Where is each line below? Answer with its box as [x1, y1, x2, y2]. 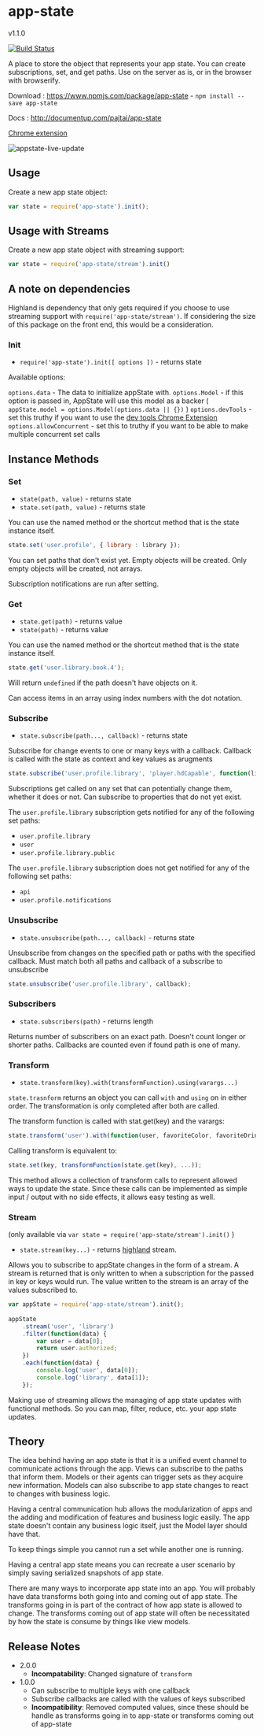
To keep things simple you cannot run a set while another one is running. [8, 1545, 244, 1554]
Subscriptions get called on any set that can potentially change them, [8, 784, 233, 794]
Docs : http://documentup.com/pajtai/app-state [8, 113, 162, 122]
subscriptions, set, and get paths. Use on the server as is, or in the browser [8, 67, 252, 76]
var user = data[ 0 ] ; [36, 1337, 104, 1345]
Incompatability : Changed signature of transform [31, 1669, 192, 1679]
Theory [8, 1435, 46, 1449]
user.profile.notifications [19, 897, 112, 905]
